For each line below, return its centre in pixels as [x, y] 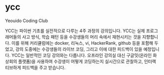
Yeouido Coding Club [27, 21]
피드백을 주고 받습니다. [44, 67]
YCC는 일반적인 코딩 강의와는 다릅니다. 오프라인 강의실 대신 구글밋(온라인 [82, 55]
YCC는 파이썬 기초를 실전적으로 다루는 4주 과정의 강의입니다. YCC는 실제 [75, 30]
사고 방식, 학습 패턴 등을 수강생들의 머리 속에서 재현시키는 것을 [82, 37]
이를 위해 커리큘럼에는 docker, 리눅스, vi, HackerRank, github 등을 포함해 [82, 43]
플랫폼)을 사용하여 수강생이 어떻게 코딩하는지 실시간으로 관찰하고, [81, 61]
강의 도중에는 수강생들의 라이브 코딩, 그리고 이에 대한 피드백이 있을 [79, 49]
